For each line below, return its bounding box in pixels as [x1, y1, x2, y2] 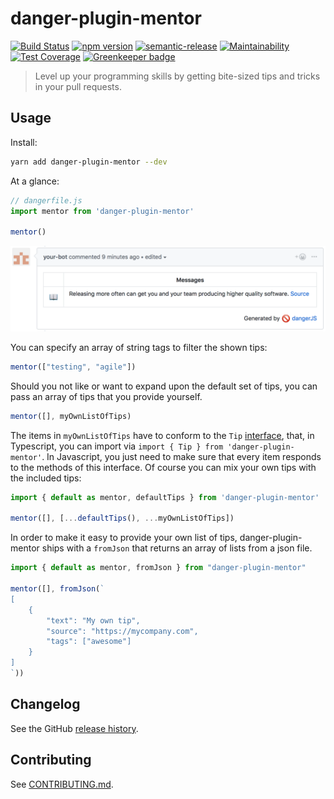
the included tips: [10, 472, 82, 484]
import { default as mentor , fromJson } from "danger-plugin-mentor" [10, 563, 307, 573]
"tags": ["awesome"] [46, 637, 132, 647]
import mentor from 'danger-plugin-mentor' [10, 206, 195, 216]
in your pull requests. [34, 80, 122, 92]
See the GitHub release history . [10, 722, 139, 734]
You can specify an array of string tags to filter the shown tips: [10, 341, 268, 353]
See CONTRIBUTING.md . [10, 778, 114, 790]
